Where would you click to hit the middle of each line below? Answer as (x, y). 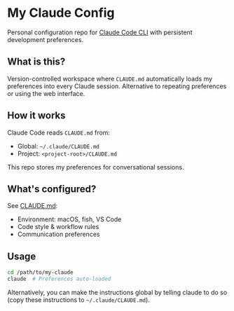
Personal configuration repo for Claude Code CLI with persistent (100, 32)
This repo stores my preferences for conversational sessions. (96, 167)
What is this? (36, 62)
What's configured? (52, 189)
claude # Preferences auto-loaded (59, 279)
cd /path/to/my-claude (40, 272)
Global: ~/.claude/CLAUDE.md (58, 146)
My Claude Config (61, 13)
